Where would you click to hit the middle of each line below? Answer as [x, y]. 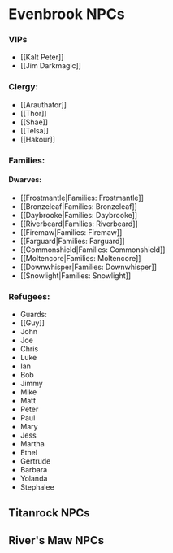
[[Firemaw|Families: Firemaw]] [71, 232]
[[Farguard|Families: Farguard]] [72, 241]
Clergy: [24, 87]
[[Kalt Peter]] [42, 57]
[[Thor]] [33, 113]
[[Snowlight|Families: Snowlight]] [76, 275]
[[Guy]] [32, 323]
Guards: [33, 315]
